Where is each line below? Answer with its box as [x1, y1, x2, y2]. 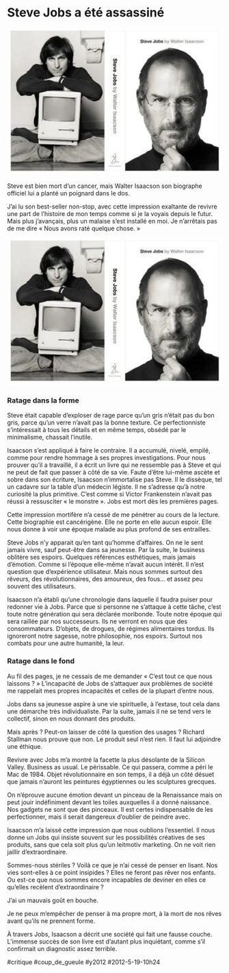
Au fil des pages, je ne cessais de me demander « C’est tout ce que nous [7, 672, 213, 680]
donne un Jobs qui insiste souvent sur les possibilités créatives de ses [7, 833, 205, 841]
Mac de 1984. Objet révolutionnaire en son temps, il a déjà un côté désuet [7, 770, 215, 778]
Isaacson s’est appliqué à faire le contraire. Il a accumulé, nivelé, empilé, [7, 446, 211, 455]
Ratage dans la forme [7, 396, 80, 405]
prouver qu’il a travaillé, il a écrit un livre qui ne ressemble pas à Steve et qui [7, 461, 221, 469]
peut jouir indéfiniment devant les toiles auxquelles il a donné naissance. [7, 797, 211, 806]
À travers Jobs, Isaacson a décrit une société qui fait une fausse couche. [7, 930, 213, 938]
